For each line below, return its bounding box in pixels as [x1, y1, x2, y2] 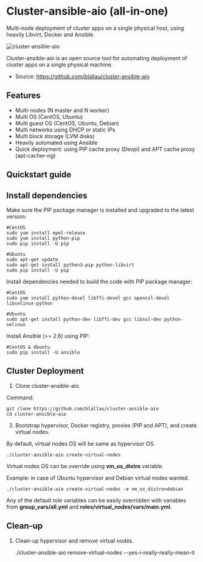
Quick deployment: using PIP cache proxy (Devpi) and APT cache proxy [15, 145, 196, 153]
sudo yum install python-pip [6, 235, 80, 241]
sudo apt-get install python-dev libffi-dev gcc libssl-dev [6, 316, 162, 322]
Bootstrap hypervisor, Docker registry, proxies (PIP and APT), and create [15, 421, 198, 429]
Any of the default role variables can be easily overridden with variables [6, 496, 187, 504]
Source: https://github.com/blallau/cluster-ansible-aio [15, 72, 150, 80]
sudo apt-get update [6, 256, 59, 262]
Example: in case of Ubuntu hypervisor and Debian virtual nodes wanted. [6, 474, 190, 482]
